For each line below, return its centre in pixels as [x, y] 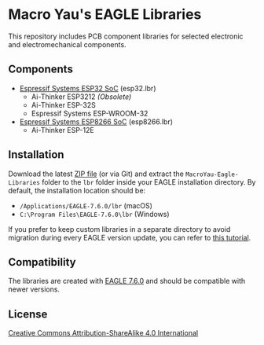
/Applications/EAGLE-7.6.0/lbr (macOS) [86, 205]
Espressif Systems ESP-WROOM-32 [90, 113]
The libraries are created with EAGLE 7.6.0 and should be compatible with [127, 281]
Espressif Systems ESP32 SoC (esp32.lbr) [88, 88]
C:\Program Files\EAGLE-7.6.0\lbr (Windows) [95, 214]
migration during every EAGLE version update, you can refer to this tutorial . [130, 237]
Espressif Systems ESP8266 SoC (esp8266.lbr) [96, 121]
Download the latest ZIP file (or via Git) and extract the [96, 174]
